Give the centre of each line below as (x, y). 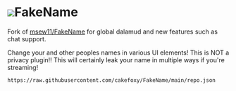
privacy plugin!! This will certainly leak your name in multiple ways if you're (116, 59)
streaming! (23, 67)
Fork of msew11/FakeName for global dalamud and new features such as (113, 31)
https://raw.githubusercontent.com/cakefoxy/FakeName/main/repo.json (112, 80)
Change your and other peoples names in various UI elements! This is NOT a (118, 52)
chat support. (27, 38)
